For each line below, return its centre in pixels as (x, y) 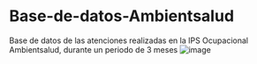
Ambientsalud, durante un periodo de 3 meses (94, 49)
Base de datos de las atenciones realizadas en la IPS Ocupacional (129, 40)
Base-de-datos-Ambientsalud (122, 16)
